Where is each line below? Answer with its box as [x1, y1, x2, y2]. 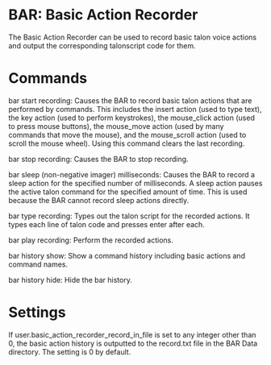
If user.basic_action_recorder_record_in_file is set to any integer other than [8, 330, 256, 339]
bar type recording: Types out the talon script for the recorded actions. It [8, 211, 250, 221]
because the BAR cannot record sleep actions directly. [8, 195, 190, 205]
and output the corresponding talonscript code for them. [8, 40, 196, 50]
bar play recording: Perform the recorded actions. [8, 235, 173, 245]
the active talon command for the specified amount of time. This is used [8, 187, 248, 197]
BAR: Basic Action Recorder [8, 6, 198, 24]
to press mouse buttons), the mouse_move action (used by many [8, 121, 224, 131]
